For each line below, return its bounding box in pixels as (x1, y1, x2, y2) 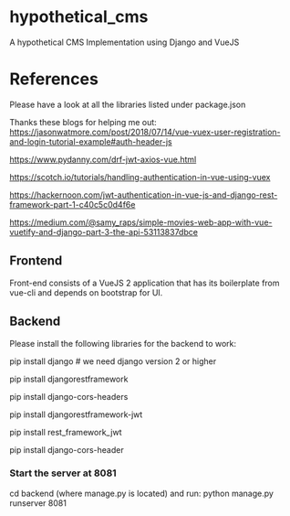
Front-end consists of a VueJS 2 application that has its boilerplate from (9, 277, 280, 288)
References (9, 69, 98, 90)
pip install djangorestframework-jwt (9, 409, 143, 420)
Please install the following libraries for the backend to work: (9, 338, 237, 349)
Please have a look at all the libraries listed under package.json (9, 99, 246, 110)
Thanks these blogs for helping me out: (9, 116, 157, 127)
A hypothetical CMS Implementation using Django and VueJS (9, 37, 240, 48)
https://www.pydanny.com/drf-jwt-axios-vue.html (9, 154, 197, 165)
